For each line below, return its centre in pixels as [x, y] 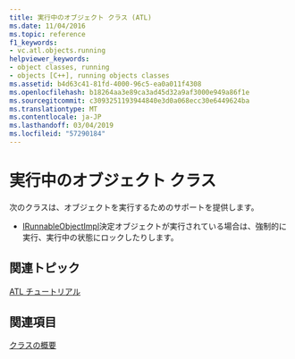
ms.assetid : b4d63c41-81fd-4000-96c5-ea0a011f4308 [105, 84]
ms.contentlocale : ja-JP [55, 117]
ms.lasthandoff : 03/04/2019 [62, 126]
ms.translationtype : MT [54, 109]
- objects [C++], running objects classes [89, 76]
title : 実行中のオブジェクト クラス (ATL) [80, 17]
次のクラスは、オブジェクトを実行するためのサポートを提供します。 [134, 207]
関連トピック [45, 268]
